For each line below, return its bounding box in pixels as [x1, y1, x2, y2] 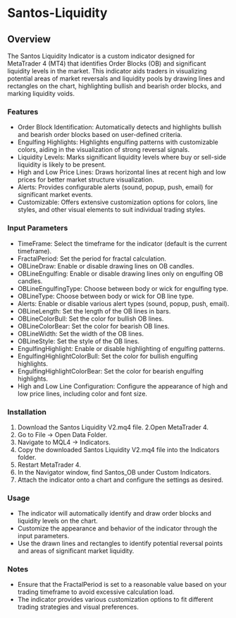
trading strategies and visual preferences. [17, 602, 139, 612]
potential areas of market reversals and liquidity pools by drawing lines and [7, 74, 225, 83]
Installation [7, 407, 47, 417]
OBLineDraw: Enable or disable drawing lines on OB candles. [17, 261, 194, 270]
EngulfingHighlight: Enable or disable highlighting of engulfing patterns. [17, 344, 225, 352]
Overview [7, 33, 51, 45]
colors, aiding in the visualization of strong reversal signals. [17, 145, 190, 154]
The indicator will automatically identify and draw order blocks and [17, 509, 211, 518]
